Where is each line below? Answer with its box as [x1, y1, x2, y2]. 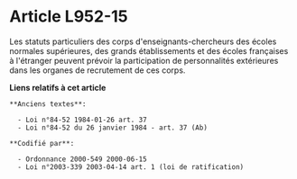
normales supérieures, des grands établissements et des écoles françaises [9, 45, 289, 56]
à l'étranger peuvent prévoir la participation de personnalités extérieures [9, 55, 279, 66]
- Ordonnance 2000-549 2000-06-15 [17, 155, 147, 164]
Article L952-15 [9, 6, 128, 27]
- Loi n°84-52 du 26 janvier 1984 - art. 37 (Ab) [17, 123, 208, 132]
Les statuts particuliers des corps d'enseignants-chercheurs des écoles [9, 36, 277, 47]
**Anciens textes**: [9, 99, 88, 109]
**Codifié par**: [9, 139, 75, 148]
